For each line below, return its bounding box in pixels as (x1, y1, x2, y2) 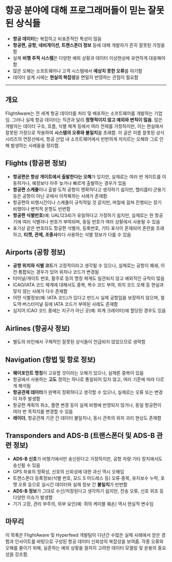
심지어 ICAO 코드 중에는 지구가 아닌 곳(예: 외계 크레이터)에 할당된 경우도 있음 (12, 307, 166, 314)
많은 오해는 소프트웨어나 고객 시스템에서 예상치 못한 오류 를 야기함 (12, 67, 142, 74)
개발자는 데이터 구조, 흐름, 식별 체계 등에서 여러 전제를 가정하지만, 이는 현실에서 (5, 123, 164, 129)
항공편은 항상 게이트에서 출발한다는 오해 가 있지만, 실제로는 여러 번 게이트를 (12, 173, 161, 180)
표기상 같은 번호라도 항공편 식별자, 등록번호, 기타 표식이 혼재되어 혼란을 (12, 225, 155, 231)
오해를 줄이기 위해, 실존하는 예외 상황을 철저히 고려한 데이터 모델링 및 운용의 (5, 545, 157, 551)
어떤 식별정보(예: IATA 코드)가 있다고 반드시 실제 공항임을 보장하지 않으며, (12, 294, 160, 301)
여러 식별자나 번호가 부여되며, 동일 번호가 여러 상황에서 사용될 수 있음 (22, 218, 160, 224)
